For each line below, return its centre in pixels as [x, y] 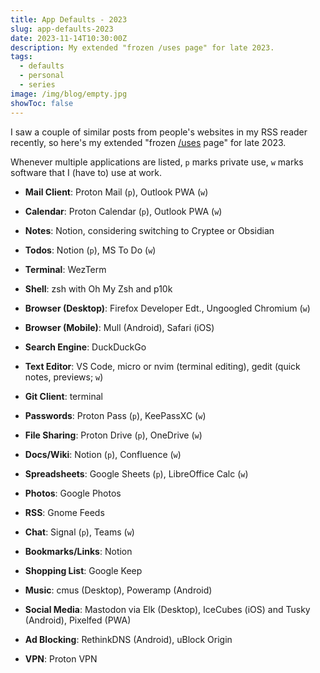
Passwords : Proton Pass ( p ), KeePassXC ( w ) [115, 415]
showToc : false [42, 103]
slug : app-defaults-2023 [62, 29]
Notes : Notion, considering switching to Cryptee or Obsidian [149, 230]
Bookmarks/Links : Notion [78, 551]
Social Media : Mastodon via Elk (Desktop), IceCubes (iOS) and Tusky [167, 609]
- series [37, 85]
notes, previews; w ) [64, 377]
